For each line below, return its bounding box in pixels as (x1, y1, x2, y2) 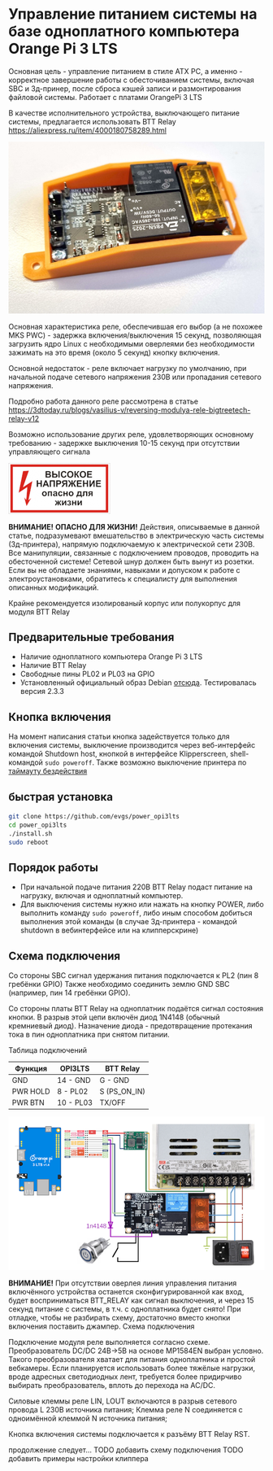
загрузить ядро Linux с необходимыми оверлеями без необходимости (8, 338, 255, 348)
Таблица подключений (8, 1045, 88, 1055)
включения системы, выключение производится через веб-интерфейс (8, 740, 256, 750)
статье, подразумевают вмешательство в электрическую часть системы (8, 530, 264, 540)
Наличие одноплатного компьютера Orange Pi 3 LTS (19, 652, 203, 661)
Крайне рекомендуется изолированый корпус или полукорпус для (8, 598, 241, 608)
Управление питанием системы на (8, 5, 258, 24)
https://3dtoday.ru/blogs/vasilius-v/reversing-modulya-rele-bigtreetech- (8, 404, 251, 415)
